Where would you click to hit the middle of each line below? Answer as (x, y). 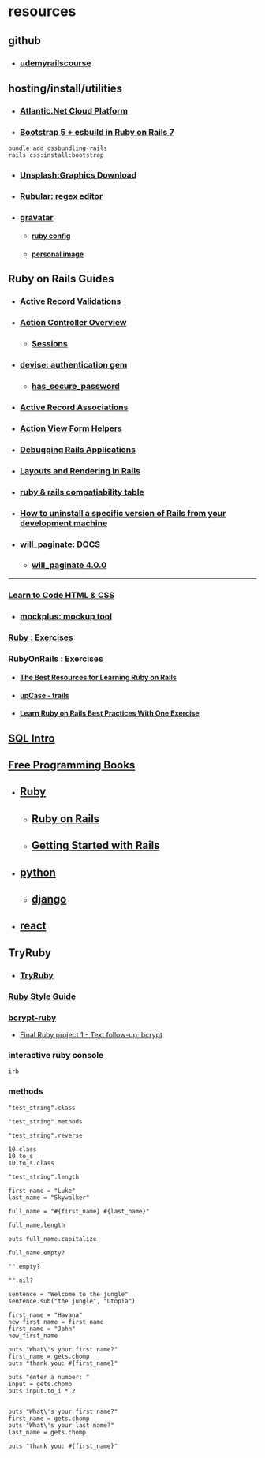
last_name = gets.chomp (47, 1432)
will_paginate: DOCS (60, 544)
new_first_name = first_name (56, 1322)
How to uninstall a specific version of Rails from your (123, 513)
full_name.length (37, 1225)
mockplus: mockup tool (66, 616)
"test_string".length (44, 1177)
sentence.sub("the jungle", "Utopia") (72, 1301)
